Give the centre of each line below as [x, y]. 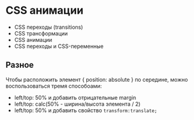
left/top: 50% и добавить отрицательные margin [75, 97]
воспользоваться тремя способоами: [54, 86]
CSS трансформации [41, 33]
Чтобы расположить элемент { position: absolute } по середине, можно [97, 79]
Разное [20, 65]
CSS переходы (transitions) [48, 27]
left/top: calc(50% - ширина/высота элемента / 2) [77, 104]
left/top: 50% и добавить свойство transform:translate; [86, 110]
